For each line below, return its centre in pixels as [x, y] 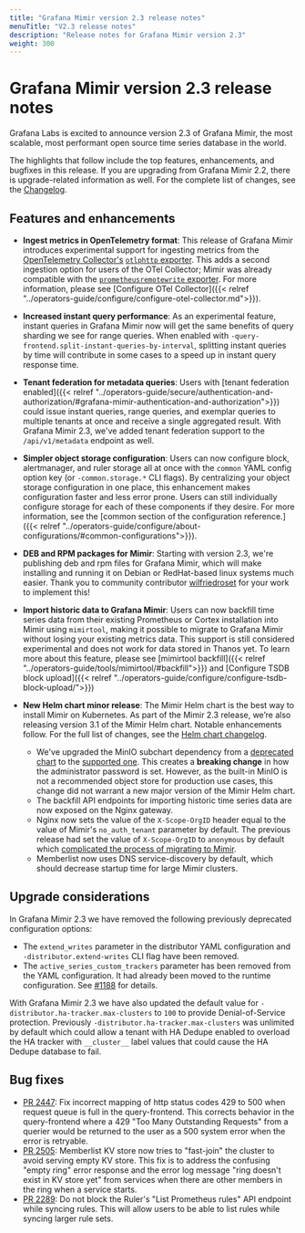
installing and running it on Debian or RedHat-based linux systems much [158, 573]
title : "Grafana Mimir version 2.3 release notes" [107, 18]
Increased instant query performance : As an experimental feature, [149, 316]
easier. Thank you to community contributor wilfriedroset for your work [156, 582]
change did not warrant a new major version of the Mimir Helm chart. [166, 791]
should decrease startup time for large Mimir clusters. [137, 868]
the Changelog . [38, 190]
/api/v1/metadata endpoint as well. [88, 440]
